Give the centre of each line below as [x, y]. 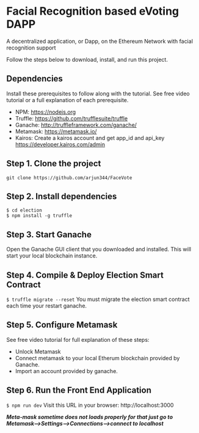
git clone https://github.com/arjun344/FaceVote [69, 178]
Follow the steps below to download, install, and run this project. [87, 59]
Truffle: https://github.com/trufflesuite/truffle [71, 118]
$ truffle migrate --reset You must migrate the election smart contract [98, 299]
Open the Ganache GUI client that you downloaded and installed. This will [99, 250]
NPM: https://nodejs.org [45, 112]
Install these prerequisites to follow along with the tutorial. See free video [98, 94]
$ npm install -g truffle [39, 216]
